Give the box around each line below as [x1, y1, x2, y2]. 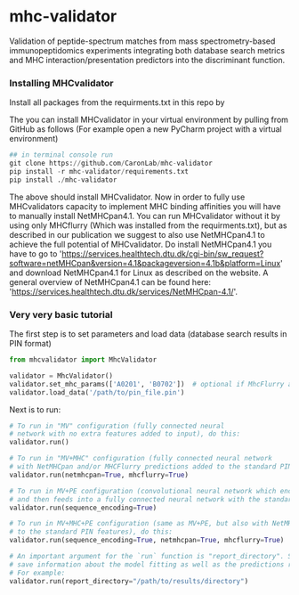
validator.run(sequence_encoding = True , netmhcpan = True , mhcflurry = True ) [9, 536, 285, 545]
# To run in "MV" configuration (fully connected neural [9, 421, 225, 430]
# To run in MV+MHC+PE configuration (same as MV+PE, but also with [9, 519, 269, 528]
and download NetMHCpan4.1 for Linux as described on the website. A [9, 267, 269, 278]
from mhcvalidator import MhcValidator [9, 355, 158, 364]
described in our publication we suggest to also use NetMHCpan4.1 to [9, 229, 265, 240]
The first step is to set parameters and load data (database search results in [9, 329, 287, 339]
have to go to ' [9, 248, 62, 259]
